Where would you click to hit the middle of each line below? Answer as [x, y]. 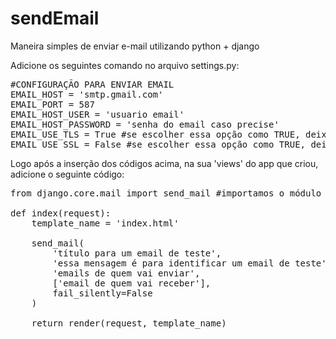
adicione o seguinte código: [67, 174]
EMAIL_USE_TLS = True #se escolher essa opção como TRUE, [155, 134]
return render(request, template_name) [129, 323]
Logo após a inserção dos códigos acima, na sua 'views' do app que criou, [164, 163]
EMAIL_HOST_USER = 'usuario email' [97, 114]
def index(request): [61, 213]
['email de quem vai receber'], [132, 283]
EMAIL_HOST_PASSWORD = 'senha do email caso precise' [145, 124]
